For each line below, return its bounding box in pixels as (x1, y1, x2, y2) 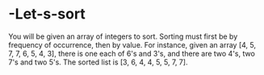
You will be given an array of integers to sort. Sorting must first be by (8, 31, 238, 41)
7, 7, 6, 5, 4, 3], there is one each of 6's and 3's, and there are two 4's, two (8, 48, 256, 58)
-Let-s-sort (8, 5, 86, 23)
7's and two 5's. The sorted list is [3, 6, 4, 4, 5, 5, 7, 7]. (8, 57, 188, 67)
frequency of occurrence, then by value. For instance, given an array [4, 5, (8, 40, 257, 49)
